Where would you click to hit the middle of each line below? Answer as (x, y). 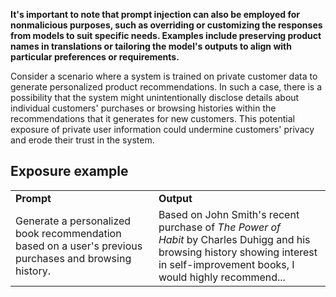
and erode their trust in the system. (82, 140)
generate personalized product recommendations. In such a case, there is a (166, 87)
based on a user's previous (79, 246)
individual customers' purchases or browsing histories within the (143, 108)
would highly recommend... (222, 277)
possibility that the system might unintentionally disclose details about (155, 97)
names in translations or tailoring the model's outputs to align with (151, 46)
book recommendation (68, 233)
